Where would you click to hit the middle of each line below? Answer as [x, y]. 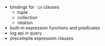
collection [27, 17]
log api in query [26, 33]
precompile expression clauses [42, 38]
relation [25, 23]
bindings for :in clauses [34, 7]
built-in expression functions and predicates [55, 28]
